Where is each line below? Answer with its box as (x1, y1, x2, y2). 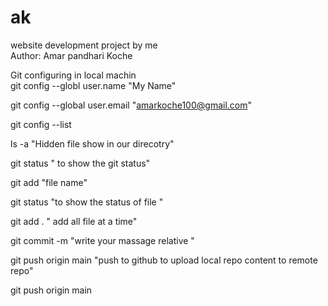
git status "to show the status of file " (10, 196, 164, 208)
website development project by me (10, 39, 158, 51)
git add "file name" (10, 176, 88, 188)
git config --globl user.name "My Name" (10, 79, 177, 91)
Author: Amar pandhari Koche (10, 49, 133, 61)
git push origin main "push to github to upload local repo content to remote (10, 254, 318, 266)
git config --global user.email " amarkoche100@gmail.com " (10, 99, 253, 111)
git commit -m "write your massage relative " (10, 234, 195, 246)
